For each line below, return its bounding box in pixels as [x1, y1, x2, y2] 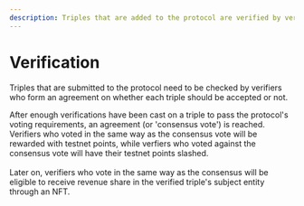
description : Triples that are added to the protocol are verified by [9, 13, 281, 23]
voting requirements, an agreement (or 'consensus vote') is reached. [9, 118, 265, 129]
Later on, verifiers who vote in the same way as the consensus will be [9, 166, 269, 177]
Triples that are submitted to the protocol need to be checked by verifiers [9, 82, 282, 93]
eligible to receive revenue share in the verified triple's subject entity [9, 176, 265, 187]
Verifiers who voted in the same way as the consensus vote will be [9, 128, 258, 139]
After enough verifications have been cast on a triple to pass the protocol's [9, 109, 289, 120]
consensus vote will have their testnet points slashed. [9, 147, 209, 158]
